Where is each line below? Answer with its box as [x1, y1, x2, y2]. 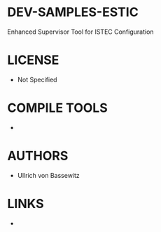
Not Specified [17, 75, 57, 84]
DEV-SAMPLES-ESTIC [7, 4, 139, 20]
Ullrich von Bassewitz [17, 171, 80, 179]
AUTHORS [7, 148, 69, 164]
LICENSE [7, 52, 59, 68]
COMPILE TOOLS [7, 100, 108, 116]
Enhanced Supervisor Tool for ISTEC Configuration [7, 27, 154, 36]
